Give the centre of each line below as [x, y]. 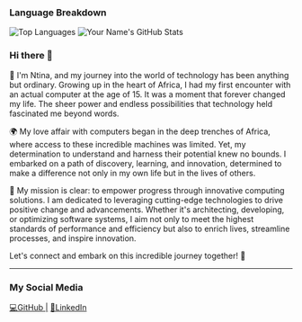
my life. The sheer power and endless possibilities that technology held [141, 103]
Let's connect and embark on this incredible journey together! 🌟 [128, 255]
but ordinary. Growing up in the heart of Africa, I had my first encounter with [150, 85]
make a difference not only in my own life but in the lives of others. [133, 173]
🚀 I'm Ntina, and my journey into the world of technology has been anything [149, 75]
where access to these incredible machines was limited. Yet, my [128, 144]
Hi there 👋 [31, 56]
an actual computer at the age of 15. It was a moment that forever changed [147, 94]
